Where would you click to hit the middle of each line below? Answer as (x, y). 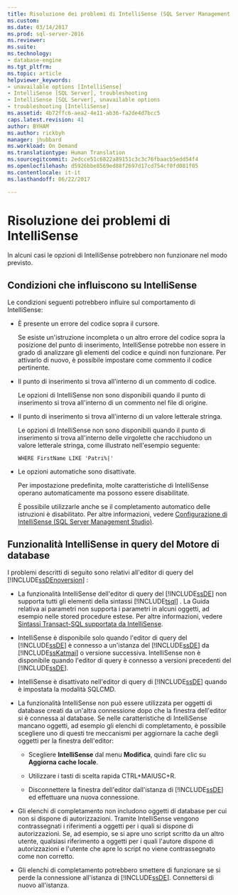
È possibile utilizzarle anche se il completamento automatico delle (114, 507)
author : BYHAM (28, 126)
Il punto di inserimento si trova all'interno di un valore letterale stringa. (120, 417)
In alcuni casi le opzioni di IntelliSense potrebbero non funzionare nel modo (117, 255)
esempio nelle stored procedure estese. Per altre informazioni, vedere (120, 616)
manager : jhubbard (34, 139)
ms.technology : (30, 54)
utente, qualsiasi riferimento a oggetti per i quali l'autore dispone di (116, 841)
